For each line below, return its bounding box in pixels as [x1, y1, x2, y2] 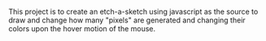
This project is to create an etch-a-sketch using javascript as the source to [8, 7, 259, 16]
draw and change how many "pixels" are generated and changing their [8, 15, 246, 25]
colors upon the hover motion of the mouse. [8, 24, 156, 33]
